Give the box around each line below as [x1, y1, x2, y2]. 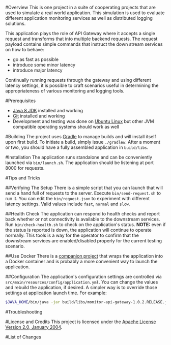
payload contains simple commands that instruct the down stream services [5, 41, 163, 47]
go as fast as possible [12, 56, 59, 62]
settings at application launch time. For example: [5, 290, 107, 296]
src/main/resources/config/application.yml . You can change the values [5, 279, 158, 285]
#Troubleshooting [5, 308, 43, 315]
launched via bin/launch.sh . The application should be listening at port [5, 160, 154, 166]
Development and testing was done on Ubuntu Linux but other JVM [12, 118, 154, 124]
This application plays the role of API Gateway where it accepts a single [5, 30, 155, 36]
